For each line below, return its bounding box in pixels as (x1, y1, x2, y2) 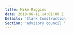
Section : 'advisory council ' (5, 20, 66, 26)
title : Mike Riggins (5, 7, 47, 12)
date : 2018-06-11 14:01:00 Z (5, 12, 64, 16)
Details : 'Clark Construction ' (5, 16, 70, 21)
